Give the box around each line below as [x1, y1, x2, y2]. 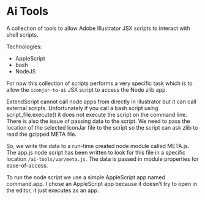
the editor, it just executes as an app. [6, 187, 99, 194]
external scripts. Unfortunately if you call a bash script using [6, 104, 158, 111]
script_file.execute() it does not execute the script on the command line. [6, 111, 188, 118]
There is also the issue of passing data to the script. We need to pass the [6, 117, 191, 125]
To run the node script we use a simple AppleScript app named [6, 173, 165, 181]
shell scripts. [6, 31, 39, 38]
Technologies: [6, 43, 42, 50]
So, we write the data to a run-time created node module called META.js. [6, 142, 190, 149]
